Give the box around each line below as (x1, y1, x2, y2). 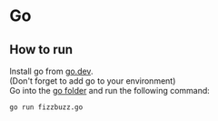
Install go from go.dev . (9, 66, 94, 76)
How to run (9, 42, 74, 57)
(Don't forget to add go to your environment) (9, 76, 176, 86)
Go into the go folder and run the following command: (9, 86, 211, 96)
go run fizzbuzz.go (9, 103, 84, 112)
